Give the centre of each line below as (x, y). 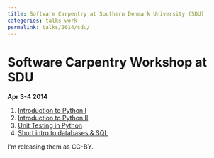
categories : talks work (43, 21)
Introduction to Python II (53, 118)
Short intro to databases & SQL (63, 133)
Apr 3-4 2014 (28, 97)
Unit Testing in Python (50, 125)
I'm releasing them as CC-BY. (51, 147)
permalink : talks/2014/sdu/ (49, 27)
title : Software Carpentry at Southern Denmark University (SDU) (106, 14)
